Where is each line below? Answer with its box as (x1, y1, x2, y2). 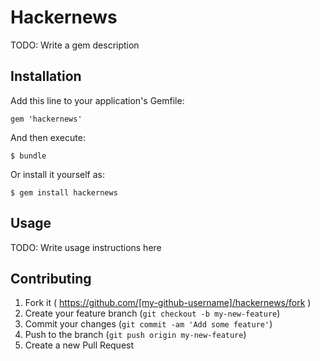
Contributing (10, 270, 92, 287)
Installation (10, 68, 82, 85)
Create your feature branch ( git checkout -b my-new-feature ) (24, 307, 281, 320)
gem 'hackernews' (10, 114, 83, 124)
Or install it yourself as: (10, 168, 105, 180)
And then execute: (10, 131, 86, 143)
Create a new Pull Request (24, 339, 135, 351)
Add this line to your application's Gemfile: (10, 94, 185, 106)
